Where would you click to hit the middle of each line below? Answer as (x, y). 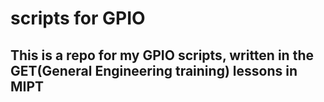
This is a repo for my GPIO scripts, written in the (162, 55)
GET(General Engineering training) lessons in (154, 70)
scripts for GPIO (78, 18)
